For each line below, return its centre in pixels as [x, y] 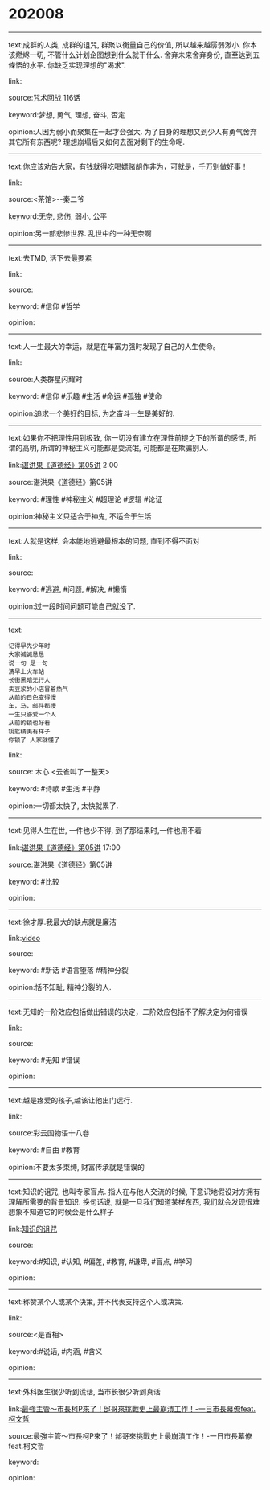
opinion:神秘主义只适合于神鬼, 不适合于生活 [80, 516]
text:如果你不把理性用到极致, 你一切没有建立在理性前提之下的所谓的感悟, [128, 437]
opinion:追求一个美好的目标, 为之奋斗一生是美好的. [92, 413]
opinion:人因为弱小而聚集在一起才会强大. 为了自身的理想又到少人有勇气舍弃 [133, 131]
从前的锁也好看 [29, 723]
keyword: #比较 [34, 881]
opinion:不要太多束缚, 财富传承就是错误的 [76, 1167]
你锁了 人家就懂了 [34, 740]
